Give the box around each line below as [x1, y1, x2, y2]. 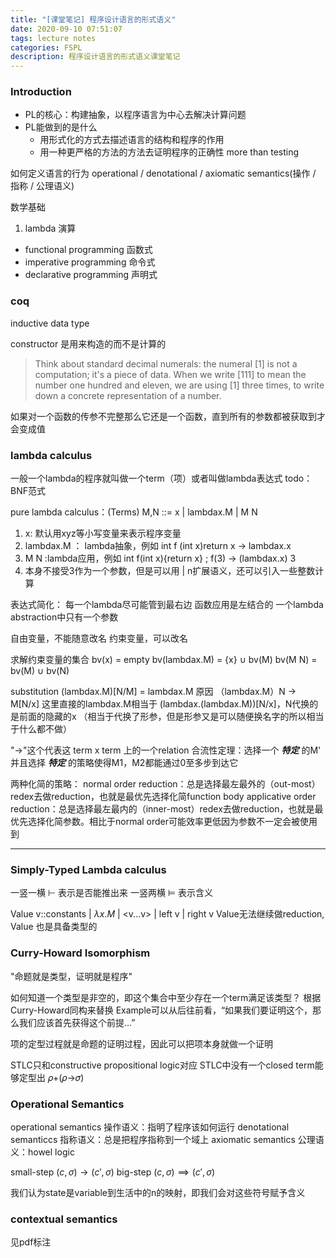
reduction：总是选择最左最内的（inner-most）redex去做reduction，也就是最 [10, 803, 324, 815]
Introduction [10, 85, 72, 99]
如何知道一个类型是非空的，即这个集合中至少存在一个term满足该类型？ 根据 [10, 991, 322, 1003]
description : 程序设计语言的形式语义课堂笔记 [10, 52, 181, 62]
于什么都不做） [10, 723, 72, 735]
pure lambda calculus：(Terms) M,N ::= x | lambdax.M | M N [10, 506, 258, 518]
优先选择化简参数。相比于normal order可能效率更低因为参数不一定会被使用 [10, 816, 318, 828]
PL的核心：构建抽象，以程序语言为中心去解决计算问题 [24, 109, 247, 121]
